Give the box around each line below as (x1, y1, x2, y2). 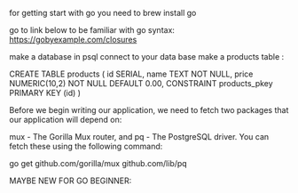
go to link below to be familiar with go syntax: (9, 25, 176, 35)
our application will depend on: (9, 115, 122, 125)
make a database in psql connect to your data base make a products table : (9, 52, 285, 61)
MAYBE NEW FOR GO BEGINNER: (9, 175, 132, 186)
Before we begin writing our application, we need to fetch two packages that (9, 105, 289, 115)
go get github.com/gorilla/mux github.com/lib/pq (9, 158, 188, 168)
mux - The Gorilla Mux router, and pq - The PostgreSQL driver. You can (9, 132, 270, 141)
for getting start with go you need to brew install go (9, 8, 197, 18)
